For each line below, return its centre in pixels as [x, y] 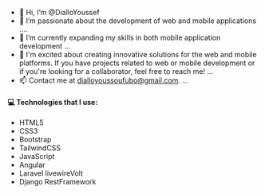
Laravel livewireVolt [51, 173]
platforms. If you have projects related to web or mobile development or [137, 63]
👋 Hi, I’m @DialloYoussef [59, 12]
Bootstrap [35, 140]
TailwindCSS [40, 148]
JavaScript [37, 157]
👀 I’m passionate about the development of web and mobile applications [138, 21]
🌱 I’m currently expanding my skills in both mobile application [120, 37]
